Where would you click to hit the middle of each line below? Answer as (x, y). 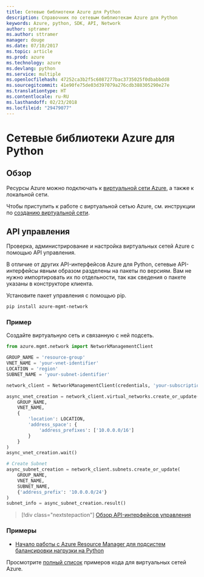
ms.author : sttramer (32, 35)
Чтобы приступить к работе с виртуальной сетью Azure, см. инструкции (101, 206)
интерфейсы (22, 271)
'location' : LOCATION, (57, 419)
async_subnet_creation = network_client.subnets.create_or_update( (93, 469)
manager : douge (25, 40)
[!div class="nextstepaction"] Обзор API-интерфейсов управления (106, 515)
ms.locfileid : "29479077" (39, 108)
